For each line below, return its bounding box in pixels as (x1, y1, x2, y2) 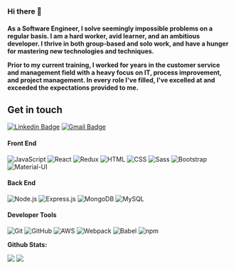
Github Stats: (7, 240, 48, 248)
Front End (7, 139, 37, 147)
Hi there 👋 (7, 6, 43, 16)
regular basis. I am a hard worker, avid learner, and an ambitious (7, 31, 200, 40)
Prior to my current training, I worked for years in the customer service (7, 60, 220, 69)
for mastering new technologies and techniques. (7, 46, 154, 56)
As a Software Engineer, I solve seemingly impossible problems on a (7, 24, 213, 33)
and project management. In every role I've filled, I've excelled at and (7, 75, 215, 84)
